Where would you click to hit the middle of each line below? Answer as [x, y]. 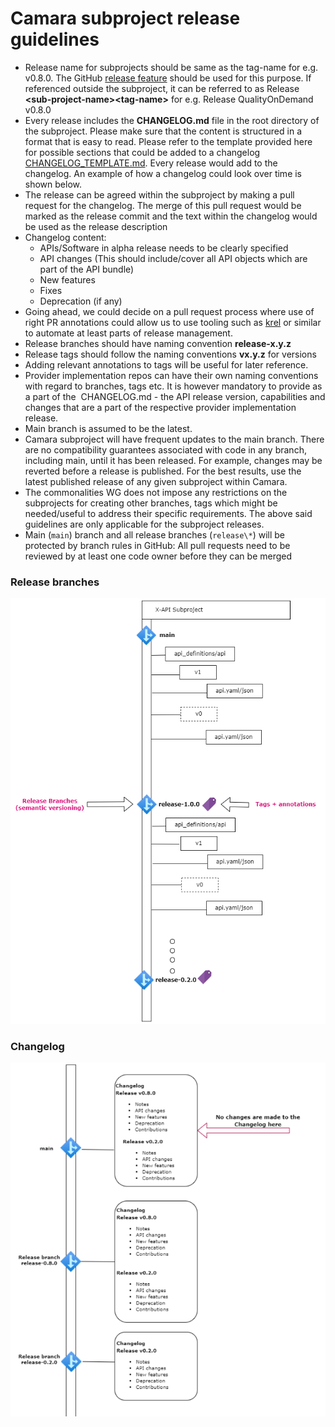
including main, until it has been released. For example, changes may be [173, 460]
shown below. [53, 184]
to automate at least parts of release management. [128, 333]
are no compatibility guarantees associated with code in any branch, [165, 449]
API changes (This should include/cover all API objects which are [173, 258]
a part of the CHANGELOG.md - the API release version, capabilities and [175, 396]
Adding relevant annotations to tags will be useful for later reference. [166, 364]
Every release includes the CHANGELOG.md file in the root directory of [172, 120]
